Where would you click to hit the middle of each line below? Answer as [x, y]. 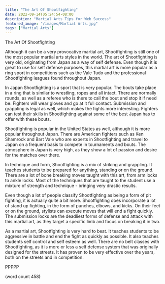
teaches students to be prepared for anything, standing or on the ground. [79, 170]
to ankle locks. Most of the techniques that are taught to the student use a [80, 181]
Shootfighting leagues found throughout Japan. [53, 78]
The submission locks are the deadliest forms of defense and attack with [79, 216]
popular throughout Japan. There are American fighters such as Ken [74, 134]
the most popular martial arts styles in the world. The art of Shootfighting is [81, 57]
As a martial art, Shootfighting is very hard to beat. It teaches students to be [82, 231]
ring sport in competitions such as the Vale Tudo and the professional [76, 73]
